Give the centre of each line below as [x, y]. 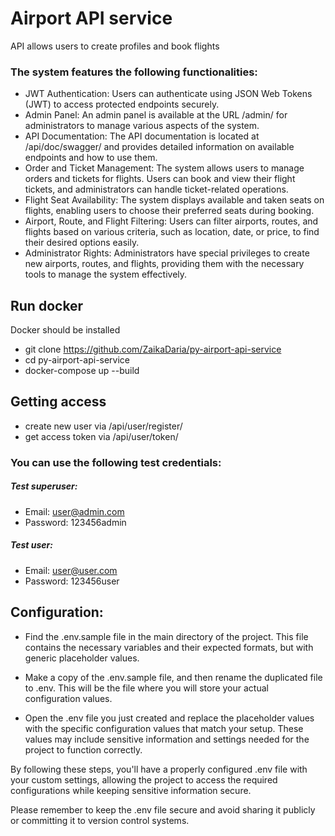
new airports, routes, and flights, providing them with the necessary [164, 264]
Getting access [58, 402]
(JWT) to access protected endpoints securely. [122, 104]
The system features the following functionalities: [134, 72]
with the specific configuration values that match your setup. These [164, 728]
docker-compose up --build [82, 371]
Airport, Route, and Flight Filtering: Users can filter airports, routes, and [171, 221]
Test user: [32, 545]
